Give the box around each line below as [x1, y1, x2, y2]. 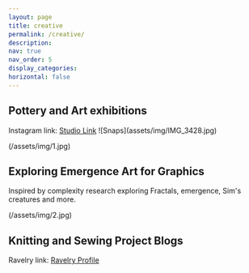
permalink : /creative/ [8, 30, 85, 38]
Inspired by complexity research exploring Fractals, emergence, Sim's [8, 186, 242, 196]
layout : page [8, 13, 53, 21]
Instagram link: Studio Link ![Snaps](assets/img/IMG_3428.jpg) [8, 126, 217, 135]
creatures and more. [8, 194, 77, 204]
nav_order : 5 [8, 56, 53, 64]
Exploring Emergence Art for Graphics [8, 164, 205, 178]
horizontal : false [8, 73, 70, 81]
